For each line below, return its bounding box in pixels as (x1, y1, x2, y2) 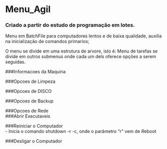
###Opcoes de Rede (5, 108, 49, 114)
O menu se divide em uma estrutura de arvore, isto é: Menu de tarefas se (5, 48, 158, 54)
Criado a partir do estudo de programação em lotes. (5, 22, 135, 29)
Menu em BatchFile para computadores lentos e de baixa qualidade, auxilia (5, 33, 162, 39)
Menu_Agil (5, 4, 51, 15)
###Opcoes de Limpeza (5, 78, 56, 84)
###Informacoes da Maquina (5, 69, 66, 75)
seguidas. (5, 59, 26, 65)
